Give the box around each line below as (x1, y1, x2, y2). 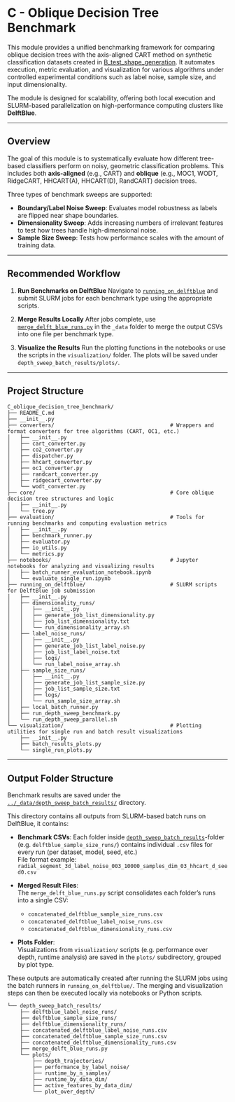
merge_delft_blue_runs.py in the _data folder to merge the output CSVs (17, 322, 223, 331)
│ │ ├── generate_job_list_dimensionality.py (7, 612, 155, 619)
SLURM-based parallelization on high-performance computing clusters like (7, 101, 224, 109)
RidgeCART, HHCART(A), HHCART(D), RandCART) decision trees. (7, 177, 197, 185)
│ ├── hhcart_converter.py (7, 459, 92, 466)
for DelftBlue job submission (7, 587, 96, 595)
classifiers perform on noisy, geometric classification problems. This (27, 161, 225, 170)
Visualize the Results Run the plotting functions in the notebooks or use (17, 343, 226, 352)
